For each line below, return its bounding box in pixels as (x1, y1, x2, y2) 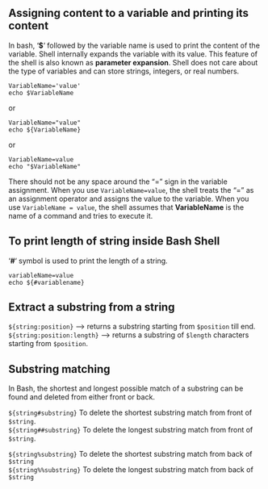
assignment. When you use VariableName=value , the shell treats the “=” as (8, 185, 254, 194)
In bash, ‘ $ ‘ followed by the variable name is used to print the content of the (8, 40, 261, 50)
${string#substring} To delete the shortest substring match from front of (8, 407, 253, 418)
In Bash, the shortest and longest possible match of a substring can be (8, 383, 244, 394)
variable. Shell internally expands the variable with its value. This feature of (8, 48, 258, 59)
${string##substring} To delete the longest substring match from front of (8, 425, 253, 435)
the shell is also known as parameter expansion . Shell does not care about (8, 57, 258, 67)
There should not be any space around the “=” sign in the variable (8, 177, 228, 186)
